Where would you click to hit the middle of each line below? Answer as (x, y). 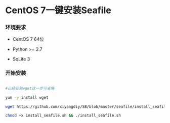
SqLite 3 (21, 59)
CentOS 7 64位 (28, 39)
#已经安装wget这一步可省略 (30, 88)
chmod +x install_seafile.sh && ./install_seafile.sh (63, 116)
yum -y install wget (27, 97)
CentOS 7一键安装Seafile (58, 10)
